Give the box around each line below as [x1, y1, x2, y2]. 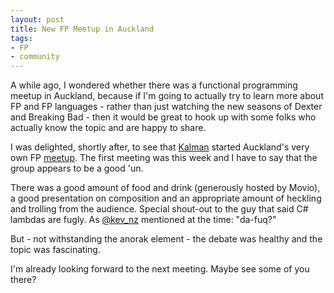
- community [10, 52, 60, 62]
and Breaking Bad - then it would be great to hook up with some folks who [10, 111, 317, 123]
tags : [10, 33, 33, 43]
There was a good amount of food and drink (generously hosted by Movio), [10, 182, 321, 194]
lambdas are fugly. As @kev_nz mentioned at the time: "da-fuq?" [10, 214, 277, 226]
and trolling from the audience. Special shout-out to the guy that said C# [10, 203, 309, 215]
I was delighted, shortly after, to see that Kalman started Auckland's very [10, 141, 310, 153]
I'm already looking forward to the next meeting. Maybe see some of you [10, 263, 310, 275]
